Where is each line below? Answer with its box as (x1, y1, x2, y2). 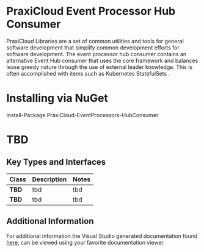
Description (32, 175, 67, 184)
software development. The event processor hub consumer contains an (6, 50, 187, 57)
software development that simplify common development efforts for (6, 44, 180, 51)
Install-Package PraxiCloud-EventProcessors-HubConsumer (6, 111, 159, 118)
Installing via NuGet (6, 92, 109, 105)
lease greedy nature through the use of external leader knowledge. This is (6, 63, 193, 71)
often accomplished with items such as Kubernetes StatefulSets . (6, 70, 170, 77)
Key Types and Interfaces (6, 157, 106, 167)
